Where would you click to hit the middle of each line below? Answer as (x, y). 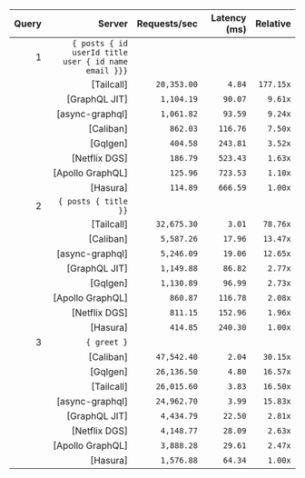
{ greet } (107, 342)
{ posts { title (93, 201)
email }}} (107, 70)
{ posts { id (100, 43)
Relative (273, 24)
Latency (229, 18)
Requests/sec (167, 24)
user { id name (95, 61)
